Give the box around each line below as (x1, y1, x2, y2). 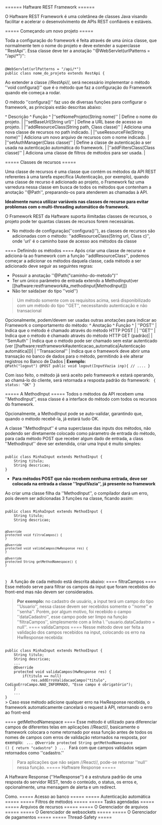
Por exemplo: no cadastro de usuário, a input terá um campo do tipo (16, 598, 154, 604)
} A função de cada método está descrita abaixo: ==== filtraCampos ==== (5, 578, 157, 584)
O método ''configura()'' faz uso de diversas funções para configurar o (5, 99, 147, 105)
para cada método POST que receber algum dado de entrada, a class (5, 436, 144, 441)
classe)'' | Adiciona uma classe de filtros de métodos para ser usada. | (5, 150, 146, 155)
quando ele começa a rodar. (5, 90, 61, 95)
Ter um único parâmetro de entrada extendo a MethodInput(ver (12, 278, 139, 283)
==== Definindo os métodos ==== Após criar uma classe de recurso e (5, 248, 146, 253)
